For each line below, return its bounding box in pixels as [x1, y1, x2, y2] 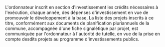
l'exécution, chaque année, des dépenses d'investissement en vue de [5, 9, 149, 15]
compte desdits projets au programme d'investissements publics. [5, 36, 140, 42]
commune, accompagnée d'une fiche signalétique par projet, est [5, 25, 139, 31]
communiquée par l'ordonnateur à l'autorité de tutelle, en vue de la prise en [5, 31, 161, 36]
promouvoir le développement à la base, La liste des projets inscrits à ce [5, 15, 154, 20]
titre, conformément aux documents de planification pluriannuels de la [5, 20, 150, 26]
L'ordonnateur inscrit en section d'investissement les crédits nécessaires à [5, 4, 159, 10]
